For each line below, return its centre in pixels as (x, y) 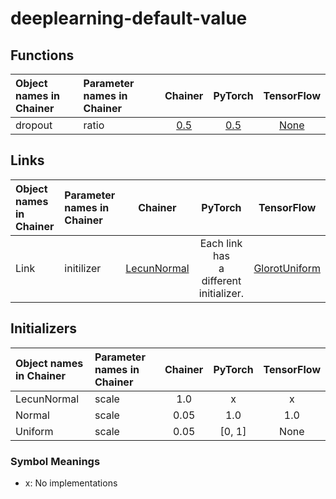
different (221, 280)
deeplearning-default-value (129, 18)
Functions (42, 55)
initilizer (83, 268)
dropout (34, 125)
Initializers (44, 328)
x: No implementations (71, 483)
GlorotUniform (287, 268)
